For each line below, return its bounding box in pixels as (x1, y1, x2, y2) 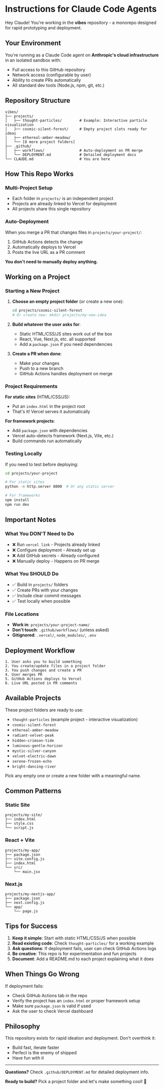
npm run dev (5, 502, 29, 507)
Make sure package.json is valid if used (12, 1003, 91, 1009)
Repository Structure (5, 96, 71, 105)
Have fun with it (12, 1055, 44, 1061)
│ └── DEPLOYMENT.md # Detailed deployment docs (5, 152, 137, 157)
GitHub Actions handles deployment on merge (19, 370, 113, 376)
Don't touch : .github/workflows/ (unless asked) (12, 627, 109, 633)
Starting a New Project (5, 287, 60, 294)
